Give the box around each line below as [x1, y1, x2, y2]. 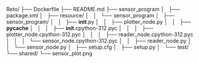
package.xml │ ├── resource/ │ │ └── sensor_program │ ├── [6, 12, 175, 19]
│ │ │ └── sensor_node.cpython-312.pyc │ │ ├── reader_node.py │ [6, 37, 192, 44]
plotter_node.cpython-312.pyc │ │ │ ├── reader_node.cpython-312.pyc [6, 31, 194, 38]
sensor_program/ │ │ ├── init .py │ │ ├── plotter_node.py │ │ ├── [6, 18, 192, 25]
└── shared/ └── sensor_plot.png [6, 50, 92, 56]
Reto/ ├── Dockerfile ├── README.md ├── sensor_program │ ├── [6, 6, 180, 12]
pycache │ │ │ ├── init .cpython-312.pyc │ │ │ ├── [6, 24, 154, 31]
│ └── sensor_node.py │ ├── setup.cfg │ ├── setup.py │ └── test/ [6, 43, 189, 51]
